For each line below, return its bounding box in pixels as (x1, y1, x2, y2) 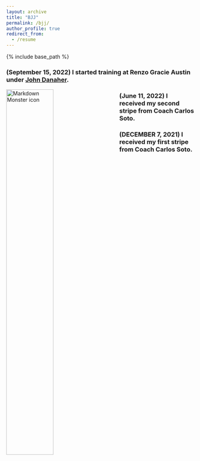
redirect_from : (6, 31, 44, 37)
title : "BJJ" (6, 14, 39, 20)
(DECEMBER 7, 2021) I (119, 130, 184, 138)
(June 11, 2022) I (119, 91, 168, 100)
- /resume (11, 37, 36, 43)
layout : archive (6, 8, 47, 15)
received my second (119, 99, 180, 107)
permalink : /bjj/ (6, 20, 50, 26)
